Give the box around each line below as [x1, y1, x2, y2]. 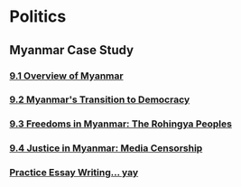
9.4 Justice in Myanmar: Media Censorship [9, 142, 203, 154]
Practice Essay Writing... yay [9, 166, 139, 179]
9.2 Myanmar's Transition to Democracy [9, 93, 190, 106]
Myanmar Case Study [9, 42, 134, 58]
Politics [9, 6, 67, 27]
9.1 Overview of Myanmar [9, 70, 124, 82]
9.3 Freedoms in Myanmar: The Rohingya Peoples [9, 117, 233, 130]
